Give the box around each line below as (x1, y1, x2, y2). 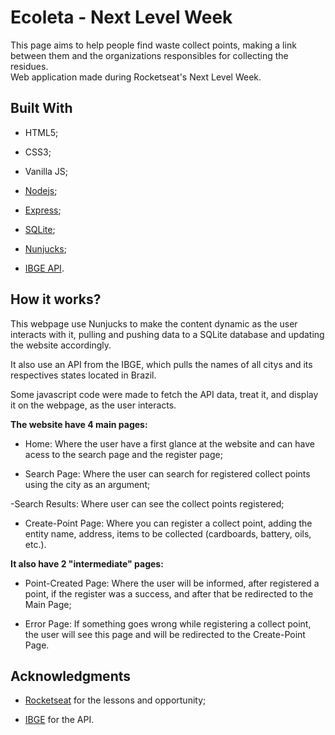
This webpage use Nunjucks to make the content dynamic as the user (10, 317, 298, 330)
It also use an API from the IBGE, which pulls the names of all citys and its (10, 358, 313, 370)
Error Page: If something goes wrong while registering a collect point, (24, 617, 312, 630)
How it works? (10, 291, 102, 308)
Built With (10, 100, 73, 117)
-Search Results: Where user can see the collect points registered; (10, 497, 285, 510)
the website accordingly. (10, 339, 112, 351)
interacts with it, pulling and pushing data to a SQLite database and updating (10, 328, 325, 340)
